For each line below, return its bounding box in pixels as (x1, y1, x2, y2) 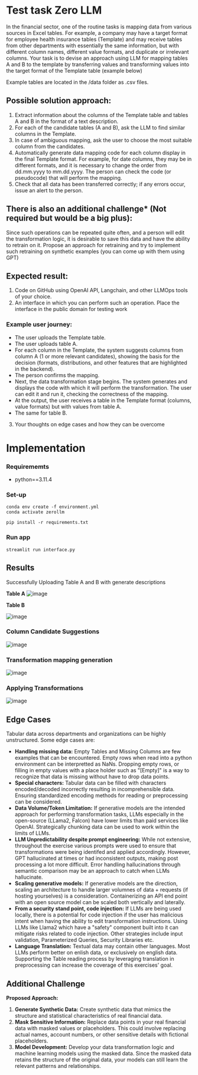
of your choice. (14, 293, 52, 300)
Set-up (6, 491, 27, 499)
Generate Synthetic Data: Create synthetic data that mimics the (14, 1006, 171, 1013)
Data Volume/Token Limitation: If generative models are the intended (14, 805, 186, 812)
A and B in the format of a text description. (14, 118, 119, 125)
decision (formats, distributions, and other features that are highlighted (14, 359, 187, 366)
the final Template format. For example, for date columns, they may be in (14, 155, 192, 163)
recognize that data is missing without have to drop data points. (14, 773, 170, 781)
